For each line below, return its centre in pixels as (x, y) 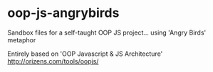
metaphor (22, 40)
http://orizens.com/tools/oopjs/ (53, 61)
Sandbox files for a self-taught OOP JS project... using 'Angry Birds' (107, 32)
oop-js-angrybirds (63, 13)
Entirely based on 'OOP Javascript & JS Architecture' (85, 54)
